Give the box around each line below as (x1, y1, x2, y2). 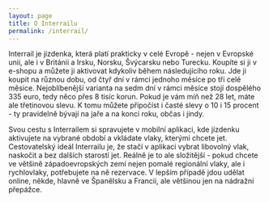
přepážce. (8, 185, 43, 195)
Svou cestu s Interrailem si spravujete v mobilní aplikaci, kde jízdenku (8, 124, 240, 134)
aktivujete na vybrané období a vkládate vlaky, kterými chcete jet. (8, 133, 228, 143)
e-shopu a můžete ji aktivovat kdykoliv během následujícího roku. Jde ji (8, 66, 247, 76)
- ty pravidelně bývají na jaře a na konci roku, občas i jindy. (8, 109, 205, 119)
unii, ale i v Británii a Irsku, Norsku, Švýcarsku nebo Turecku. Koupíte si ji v (8, 57, 258, 67)
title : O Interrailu (8, 19, 79, 27)
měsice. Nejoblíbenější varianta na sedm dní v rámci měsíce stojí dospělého (8, 83, 262, 93)
